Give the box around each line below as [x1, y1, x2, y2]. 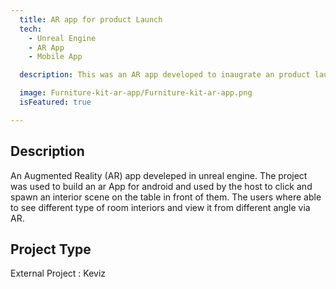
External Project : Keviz [10, 267, 107, 280]
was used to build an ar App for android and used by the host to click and [10, 180, 313, 192]
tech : [19, 24, 43, 34]
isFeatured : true [19, 97, 92, 107]
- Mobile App [28, 52, 83, 62]
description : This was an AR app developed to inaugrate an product [19, 70, 311, 80]
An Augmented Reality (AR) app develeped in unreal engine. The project [10, 169, 308, 181]
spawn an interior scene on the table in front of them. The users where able [10, 191, 322, 203]
